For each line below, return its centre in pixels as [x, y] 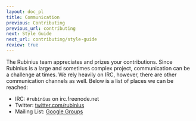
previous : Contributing [36, 23]
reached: [17, 87]
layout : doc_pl [25, 12]
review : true [22, 45]
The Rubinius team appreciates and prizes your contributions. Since [89, 62]
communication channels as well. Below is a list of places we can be [90, 80]
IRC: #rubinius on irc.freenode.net [57, 98]
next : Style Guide [29, 34]
